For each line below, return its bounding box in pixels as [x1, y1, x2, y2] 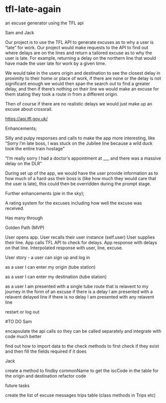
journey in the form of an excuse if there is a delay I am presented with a [5, 289, 153, 295]
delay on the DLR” [5, 160, 42, 166]
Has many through [5, 215, 43, 221]
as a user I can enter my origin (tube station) [5, 264, 96, 270]
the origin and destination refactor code [5, 373, 86, 379]
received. [5, 205, 25, 211]
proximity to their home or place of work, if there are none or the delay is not [5, 75, 162, 81]
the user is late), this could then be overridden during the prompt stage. [5, 181, 151, 187]
